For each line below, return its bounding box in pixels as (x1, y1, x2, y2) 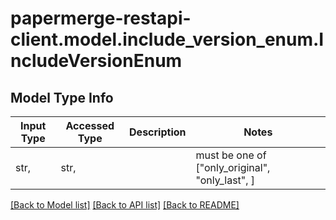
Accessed (65, 119, 115, 132)
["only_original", (195, 161, 271, 174)
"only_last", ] (195, 173, 256, 187)
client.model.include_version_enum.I (10, 28, 325, 51)
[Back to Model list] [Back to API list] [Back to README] (10, 199, 240, 211)
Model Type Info (10, 89, 114, 106)
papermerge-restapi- (10, 7, 192, 30)
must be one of (195, 148, 267, 162)
